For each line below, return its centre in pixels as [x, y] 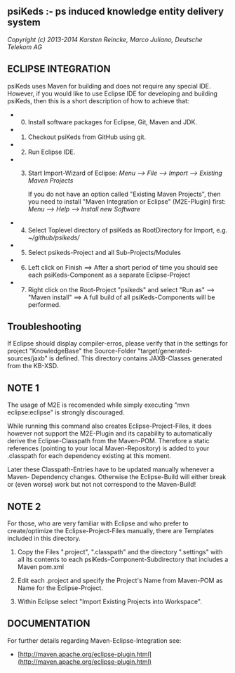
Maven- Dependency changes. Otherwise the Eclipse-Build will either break [117, 477]
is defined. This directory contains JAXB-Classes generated [135, 358]
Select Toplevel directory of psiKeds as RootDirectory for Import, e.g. [128, 230]
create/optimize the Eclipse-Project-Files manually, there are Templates [110, 531]
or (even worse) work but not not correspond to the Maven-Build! [102, 485]
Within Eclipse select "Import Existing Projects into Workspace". [109, 602]
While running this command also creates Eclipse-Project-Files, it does [109, 426]
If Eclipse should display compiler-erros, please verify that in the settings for [117, 344]
